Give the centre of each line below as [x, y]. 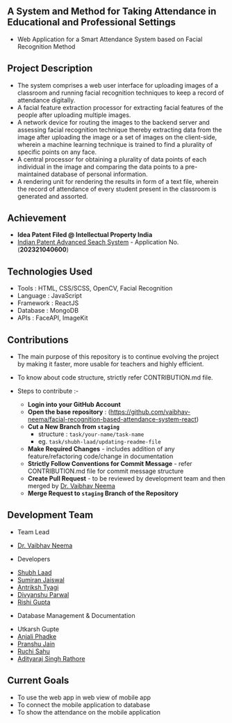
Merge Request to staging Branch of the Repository [103, 493]
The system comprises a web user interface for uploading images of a [118, 85]
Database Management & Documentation [76, 615]
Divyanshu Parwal [43, 594]
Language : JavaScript [49, 296]
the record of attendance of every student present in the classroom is [117, 189]
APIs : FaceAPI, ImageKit [52, 318]
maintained [33, 174]
